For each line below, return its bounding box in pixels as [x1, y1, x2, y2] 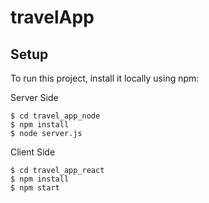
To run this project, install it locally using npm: [10, 72, 200, 84]
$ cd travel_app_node [10, 111, 101, 121]
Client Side [10, 146, 56, 158]
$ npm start [10, 183, 60, 193]
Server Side [10, 92, 59, 103]
